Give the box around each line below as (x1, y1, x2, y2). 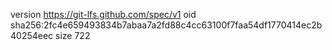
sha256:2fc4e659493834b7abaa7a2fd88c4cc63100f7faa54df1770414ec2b (10, 19, 323, 31)
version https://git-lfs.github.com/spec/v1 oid (10, 9, 197, 20)
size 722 (55, 30, 91, 41)
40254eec (10, 30, 54, 41)
